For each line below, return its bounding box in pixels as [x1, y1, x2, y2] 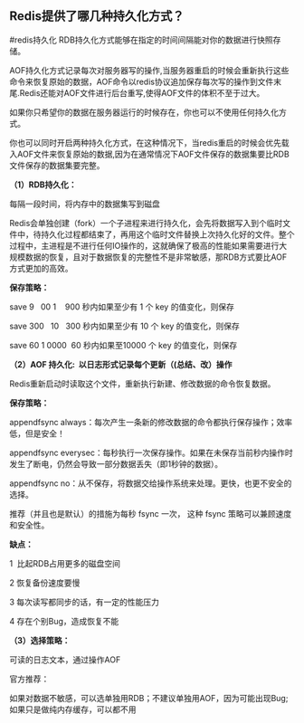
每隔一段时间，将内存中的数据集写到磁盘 [9, 198, 160, 209]
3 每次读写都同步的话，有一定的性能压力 [9, 596, 160, 607]
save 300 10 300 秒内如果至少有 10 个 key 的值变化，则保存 [9, 320, 240, 331]
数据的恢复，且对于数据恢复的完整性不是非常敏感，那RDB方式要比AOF [24, 252, 288, 262]
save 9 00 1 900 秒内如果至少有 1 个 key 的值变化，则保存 [9, 301, 235, 312]
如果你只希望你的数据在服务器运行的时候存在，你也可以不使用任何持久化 [9, 107, 279, 118]
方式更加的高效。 [9, 262, 73, 273]
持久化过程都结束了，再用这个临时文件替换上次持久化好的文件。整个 [40, 229, 295, 240]
